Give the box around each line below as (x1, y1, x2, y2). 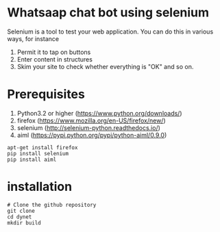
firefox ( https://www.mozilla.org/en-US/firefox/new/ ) (16, 116, 166, 125)
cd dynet (7, 214, 32, 220)
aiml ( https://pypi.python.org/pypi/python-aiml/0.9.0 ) (16, 131, 167, 139)
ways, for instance (7, 34, 60, 42)
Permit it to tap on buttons (16, 48, 91, 56)
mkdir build (7, 219, 41, 227)
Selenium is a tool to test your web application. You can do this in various (7, 27, 214, 36)
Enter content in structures (16, 55, 93, 63)
